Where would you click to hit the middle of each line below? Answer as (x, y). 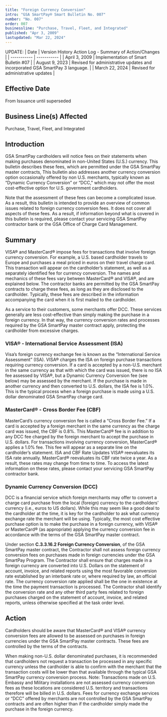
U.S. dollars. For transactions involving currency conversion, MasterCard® (81, 442)
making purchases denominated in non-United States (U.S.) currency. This (82, 162)
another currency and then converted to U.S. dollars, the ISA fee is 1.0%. (80, 386)
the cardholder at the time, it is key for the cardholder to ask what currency (82, 514)
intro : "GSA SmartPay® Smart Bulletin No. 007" (56, 14)
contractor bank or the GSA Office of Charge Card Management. (72, 224)
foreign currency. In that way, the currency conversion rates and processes (83, 320)
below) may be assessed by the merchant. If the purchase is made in (76, 381)
